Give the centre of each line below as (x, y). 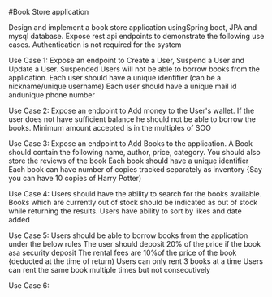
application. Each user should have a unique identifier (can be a (115, 77)
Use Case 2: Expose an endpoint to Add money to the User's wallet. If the (132, 110)
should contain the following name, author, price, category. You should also (135, 152)
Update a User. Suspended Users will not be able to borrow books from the (134, 69)
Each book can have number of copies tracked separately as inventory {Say (135, 169)
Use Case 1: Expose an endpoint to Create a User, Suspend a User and (127, 60)
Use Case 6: (29, 286)
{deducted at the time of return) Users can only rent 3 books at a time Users (136, 261)
